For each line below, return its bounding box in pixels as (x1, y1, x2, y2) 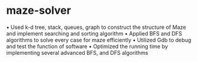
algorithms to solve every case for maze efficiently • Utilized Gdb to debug (6, 36, 192, 43)
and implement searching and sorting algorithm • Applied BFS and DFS (6, 29, 182, 37)
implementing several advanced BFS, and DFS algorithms (6, 49, 148, 56)
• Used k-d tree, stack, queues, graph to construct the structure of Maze (6, 23, 186, 31)
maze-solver (6, 4, 71, 17)
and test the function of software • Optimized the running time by (6, 43, 168, 50)
